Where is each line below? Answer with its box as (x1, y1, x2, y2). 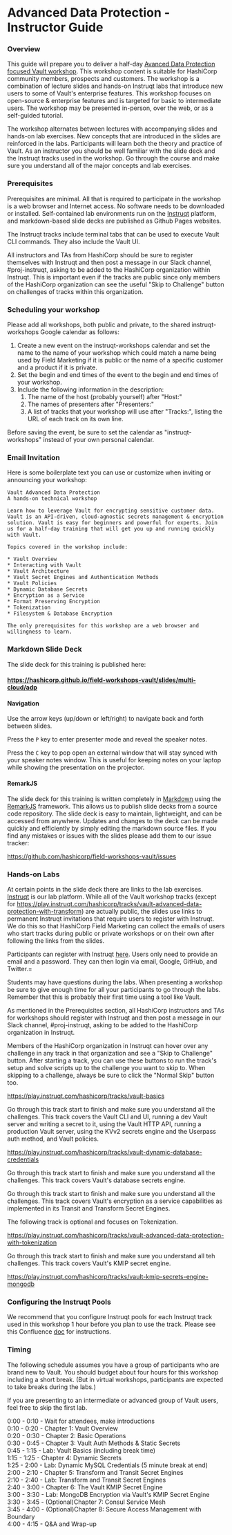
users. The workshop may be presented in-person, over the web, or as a (7, 104, 214, 112)
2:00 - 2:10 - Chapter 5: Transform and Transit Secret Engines (7, 1468, 184, 1476)
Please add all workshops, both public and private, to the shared (7, 320, 191, 329)
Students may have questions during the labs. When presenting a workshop (7, 977, 223, 986)
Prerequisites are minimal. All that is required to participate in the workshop (7, 194, 221, 203)
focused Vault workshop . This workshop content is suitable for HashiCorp (7, 67, 217, 75)
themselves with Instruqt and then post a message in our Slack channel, (7, 258, 212, 266)
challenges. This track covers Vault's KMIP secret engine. (7, 1259, 171, 1267)
